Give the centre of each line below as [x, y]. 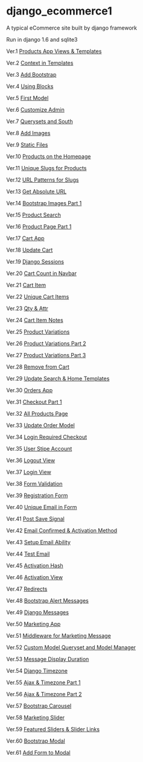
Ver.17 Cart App [25, 238]
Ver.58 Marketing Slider [36, 717]
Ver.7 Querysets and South [40, 121]
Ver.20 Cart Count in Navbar [42, 273]
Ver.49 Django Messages [38, 612]
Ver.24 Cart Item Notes [35, 320]
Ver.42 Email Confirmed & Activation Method [62, 530]
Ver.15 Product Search [34, 215]
